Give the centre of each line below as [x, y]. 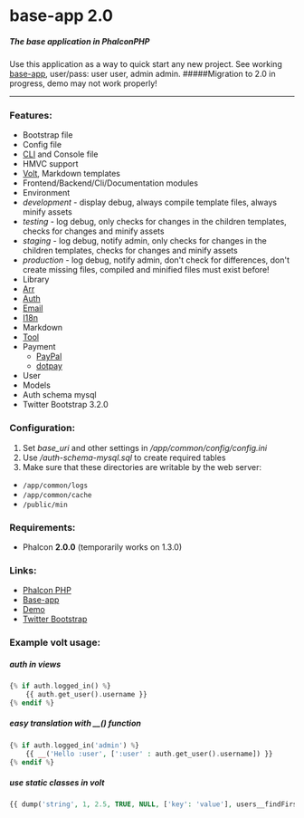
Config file [42, 145]
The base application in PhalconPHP [80, 41]
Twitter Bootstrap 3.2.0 [65, 405]
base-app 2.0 [61, 16]
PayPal [49, 356]
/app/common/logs [55, 486]
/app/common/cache [57, 495]
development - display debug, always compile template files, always [150, 202]
